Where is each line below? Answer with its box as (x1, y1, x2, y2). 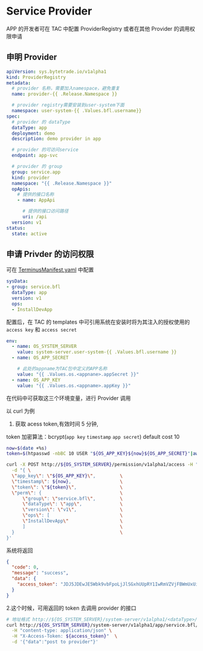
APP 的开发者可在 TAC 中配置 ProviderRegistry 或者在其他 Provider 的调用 (6, 25, 190, 32)
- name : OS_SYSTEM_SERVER (11, 344, 77, 350)
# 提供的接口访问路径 (22, 208, 69, 215)
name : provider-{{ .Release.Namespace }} (11, 91, 118, 98)
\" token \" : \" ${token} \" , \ (11, 484, 123, 490)
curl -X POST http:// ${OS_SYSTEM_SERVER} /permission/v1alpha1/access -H (6, 462, 193, 468)
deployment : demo (11, 130, 56, 136)
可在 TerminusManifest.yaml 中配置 (6, 266, 94, 273)
